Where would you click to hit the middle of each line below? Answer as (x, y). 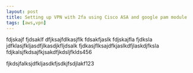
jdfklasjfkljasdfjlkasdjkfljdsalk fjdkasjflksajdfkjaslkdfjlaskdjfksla (83, 46)
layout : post (22, 12)
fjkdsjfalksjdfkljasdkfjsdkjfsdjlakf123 (50, 64)
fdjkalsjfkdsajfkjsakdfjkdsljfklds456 (49, 52)
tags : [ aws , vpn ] (26, 23)
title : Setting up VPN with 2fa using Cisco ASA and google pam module (96, 17)
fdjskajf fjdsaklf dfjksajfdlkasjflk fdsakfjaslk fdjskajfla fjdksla (79, 40)
